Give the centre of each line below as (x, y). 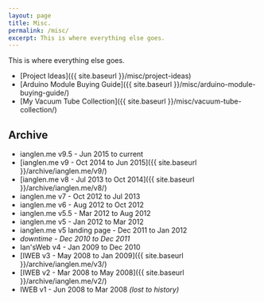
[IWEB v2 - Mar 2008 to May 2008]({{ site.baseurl (102, 273)
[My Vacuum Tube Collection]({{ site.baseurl (93, 101)
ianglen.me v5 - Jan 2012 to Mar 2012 (82, 222)
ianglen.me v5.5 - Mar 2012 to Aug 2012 (85, 214)
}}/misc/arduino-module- (215, 84)
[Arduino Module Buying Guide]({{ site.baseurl (96, 84)
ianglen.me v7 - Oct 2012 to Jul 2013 (80, 197)
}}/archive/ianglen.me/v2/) (63, 281)
